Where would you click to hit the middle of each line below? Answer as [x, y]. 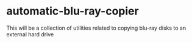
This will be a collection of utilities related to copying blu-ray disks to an [96, 28]
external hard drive [30, 34]
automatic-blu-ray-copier [73, 11]
